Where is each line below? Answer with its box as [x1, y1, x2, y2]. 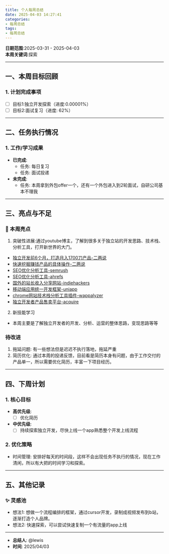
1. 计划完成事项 [5, 88, 42, 96]
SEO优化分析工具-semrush [12, 267, 68, 273]
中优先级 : [12, 421, 32, 427]
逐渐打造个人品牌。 [12, 516, 53, 522]
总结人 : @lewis [12, 537, 44, 543]
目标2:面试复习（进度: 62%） [12, 107, 73, 113]
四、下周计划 [5, 380, 45, 388]
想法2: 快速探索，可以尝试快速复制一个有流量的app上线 [12, 522, 127, 528]
